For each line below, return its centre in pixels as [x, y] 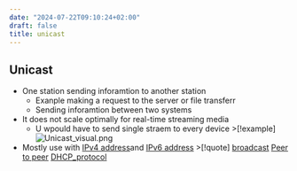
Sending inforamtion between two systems [113, 110]
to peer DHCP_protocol [64, 157]
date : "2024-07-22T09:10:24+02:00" [75, 17]
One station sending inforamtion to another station [114, 91]
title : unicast [37, 34]
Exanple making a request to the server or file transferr [136, 101]
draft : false [33, 26]
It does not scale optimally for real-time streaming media [125, 120]
